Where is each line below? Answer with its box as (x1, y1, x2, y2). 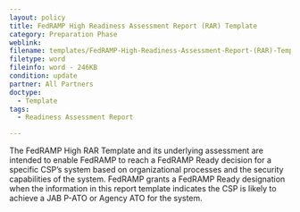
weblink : (9, 38, 42, 47)
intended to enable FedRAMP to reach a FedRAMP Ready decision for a (9, 155, 272, 165)
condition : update (9, 72, 78, 81)
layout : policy (9, 13, 66, 22)
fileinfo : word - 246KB (9, 64, 98, 72)
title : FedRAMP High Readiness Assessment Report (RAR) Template (9, 21, 257, 30)
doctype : (9, 88, 42, 97)
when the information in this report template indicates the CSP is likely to (9, 183, 277, 194)
